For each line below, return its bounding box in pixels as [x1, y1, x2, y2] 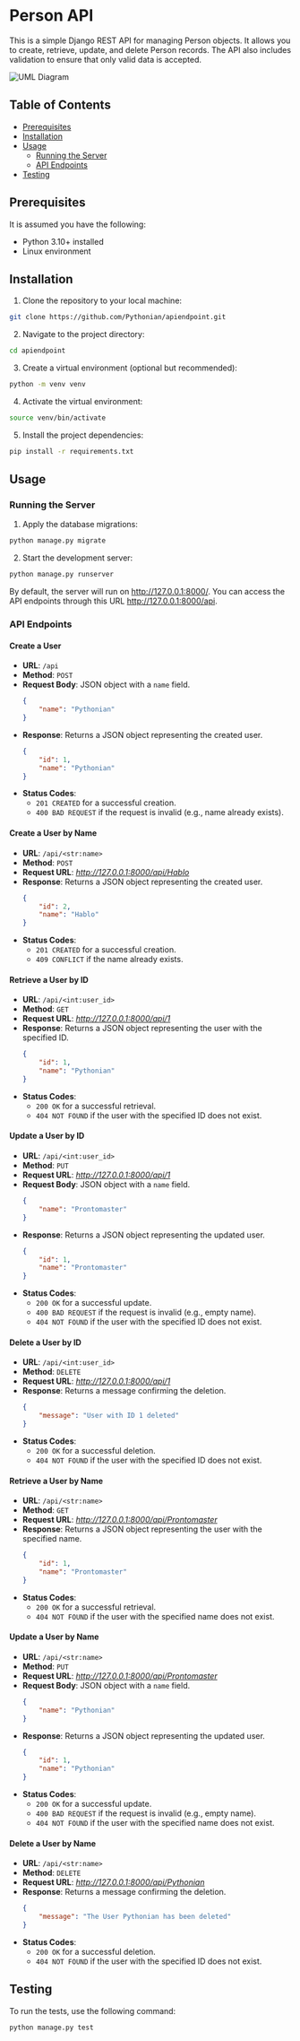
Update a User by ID [9, 1131, 85, 1142]
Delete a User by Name [9, 1837, 97, 1848]
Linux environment [21, 246, 91, 256]
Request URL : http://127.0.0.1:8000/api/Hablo [21, 866, 190, 877]
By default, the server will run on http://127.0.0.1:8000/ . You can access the [9, 586, 285, 597]
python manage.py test [9, 2023, 94, 2032]
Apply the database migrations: [21, 519, 139, 530]
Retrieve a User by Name [9, 1475, 104, 1486]
